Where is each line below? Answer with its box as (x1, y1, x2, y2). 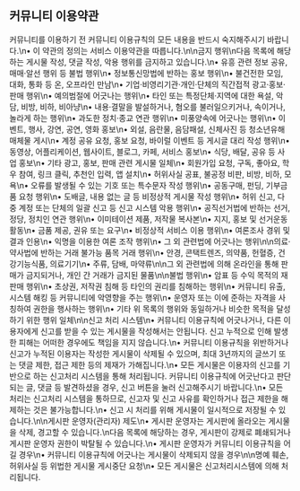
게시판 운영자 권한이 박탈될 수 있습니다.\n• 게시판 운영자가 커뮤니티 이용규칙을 (9, 438, 282, 449)
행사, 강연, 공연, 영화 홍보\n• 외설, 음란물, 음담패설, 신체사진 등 (28, 124, 247, 135)
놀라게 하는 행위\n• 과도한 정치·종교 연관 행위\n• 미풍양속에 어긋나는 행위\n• (9, 112, 277, 123)
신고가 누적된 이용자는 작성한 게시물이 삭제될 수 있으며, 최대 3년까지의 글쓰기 (9, 348, 278, 359)
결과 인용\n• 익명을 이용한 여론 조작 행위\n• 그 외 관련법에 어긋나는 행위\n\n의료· (9, 236, 291, 247)
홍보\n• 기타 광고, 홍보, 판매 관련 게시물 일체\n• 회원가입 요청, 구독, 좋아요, (18, 157, 280, 168)
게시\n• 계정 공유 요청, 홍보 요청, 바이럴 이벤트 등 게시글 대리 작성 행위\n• (32, 135, 290, 145)
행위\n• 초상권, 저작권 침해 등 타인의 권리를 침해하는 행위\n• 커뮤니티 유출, (25, 281, 287, 292)
